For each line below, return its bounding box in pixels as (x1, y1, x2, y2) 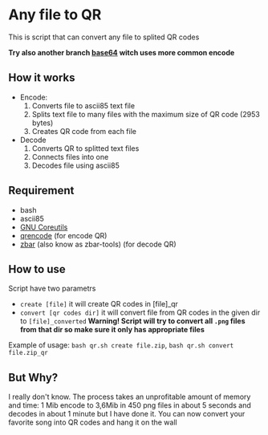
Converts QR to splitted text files (31, 143, 140, 153)
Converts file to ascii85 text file (31, 100, 135, 110)
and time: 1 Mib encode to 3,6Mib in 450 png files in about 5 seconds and (8, 400, 251, 410)
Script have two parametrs (8, 283, 96, 294)
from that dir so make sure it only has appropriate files (19, 325, 205, 335)
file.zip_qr (8, 349, 48, 357)
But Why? (8, 371, 59, 384)
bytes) (31, 118, 54, 128)
